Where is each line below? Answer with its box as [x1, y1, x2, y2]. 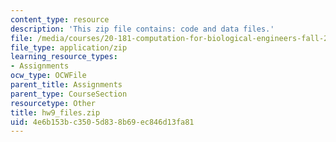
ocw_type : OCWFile [10, 71, 87, 81]
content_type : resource [10, 14, 110, 25]
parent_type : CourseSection [10, 89, 128, 99]
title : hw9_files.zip [10, 107, 101, 118]
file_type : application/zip [10, 42, 128, 53]
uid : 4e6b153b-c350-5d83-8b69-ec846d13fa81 [10, 117, 195, 127]
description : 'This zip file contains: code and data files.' [10, 24, 275, 34]
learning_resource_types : [10, 52, 118, 62]
